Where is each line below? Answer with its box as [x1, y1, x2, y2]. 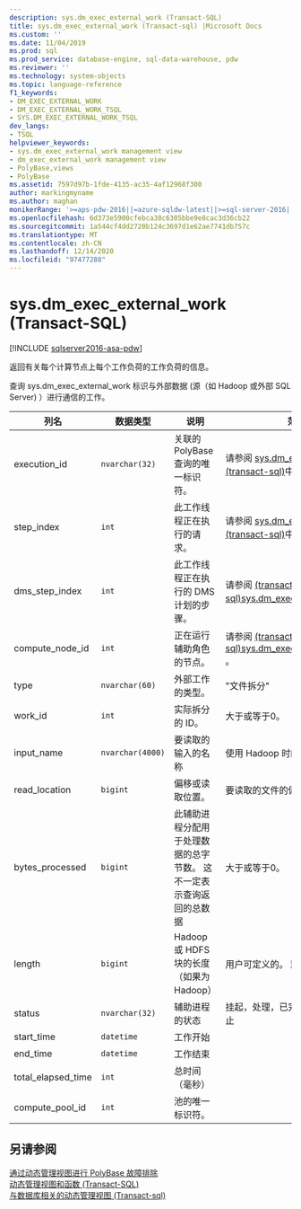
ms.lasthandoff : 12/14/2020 [9, 247, 115, 256]
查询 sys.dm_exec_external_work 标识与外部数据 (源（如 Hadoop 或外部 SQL [9, 380, 291, 391]
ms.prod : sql [9, 47, 58, 56]
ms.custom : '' [9, 30, 63, 39]
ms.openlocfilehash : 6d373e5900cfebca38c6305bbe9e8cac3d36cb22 [9, 213, 251, 223]
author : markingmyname [9, 189, 94, 198]
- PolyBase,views [9, 163, 74, 172]
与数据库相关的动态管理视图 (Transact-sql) [9, 1189, 167, 1200]
